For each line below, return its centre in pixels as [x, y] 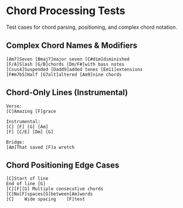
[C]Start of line [27, 179]
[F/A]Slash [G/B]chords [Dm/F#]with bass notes [65, 64]
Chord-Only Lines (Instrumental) [67, 93]
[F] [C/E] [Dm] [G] [30, 132]
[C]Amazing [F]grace [31, 111]
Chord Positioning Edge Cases [63, 165]
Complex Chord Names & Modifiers [72, 46]
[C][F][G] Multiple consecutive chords [55, 189]
